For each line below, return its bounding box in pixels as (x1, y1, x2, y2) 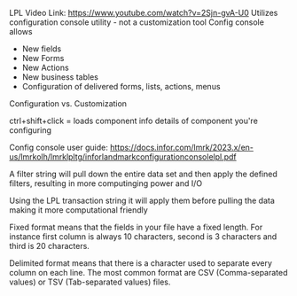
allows (9, 27, 33, 36)
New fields (21, 43, 62, 54)
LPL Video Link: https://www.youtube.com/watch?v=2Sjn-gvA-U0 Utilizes (9, 8, 278, 18)
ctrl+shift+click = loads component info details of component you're (9, 115, 259, 126)
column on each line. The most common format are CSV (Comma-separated (9, 268, 288, 277)
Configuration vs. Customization (9, 98, 127, 109)
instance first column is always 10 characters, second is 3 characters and (9, 231, 277, 242)
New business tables (21, 72, 99, 82)
